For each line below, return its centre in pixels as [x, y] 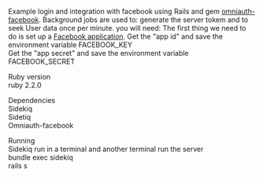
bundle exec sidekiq [41, 157]
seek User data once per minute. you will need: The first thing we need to [127, 28]
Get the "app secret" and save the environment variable [98, 53]
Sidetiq [20, 117]
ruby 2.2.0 [25, 85]
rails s [18, 166]
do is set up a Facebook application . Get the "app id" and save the [115, 36]
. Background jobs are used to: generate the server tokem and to [144, 20]
